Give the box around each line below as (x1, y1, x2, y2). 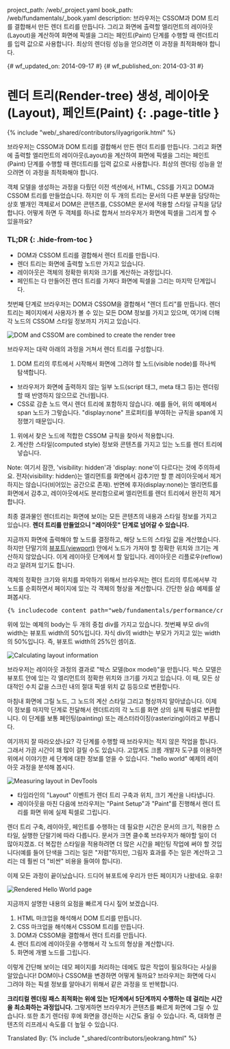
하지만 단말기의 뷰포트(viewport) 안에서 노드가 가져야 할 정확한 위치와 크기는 (7, 544, 212, 552)
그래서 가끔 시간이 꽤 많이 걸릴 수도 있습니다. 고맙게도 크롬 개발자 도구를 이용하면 (7, 746, 222, 754)
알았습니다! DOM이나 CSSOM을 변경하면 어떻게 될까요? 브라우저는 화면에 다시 (7, 971, 217, 980)
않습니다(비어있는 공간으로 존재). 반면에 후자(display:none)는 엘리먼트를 (25, 480, 218, 489)
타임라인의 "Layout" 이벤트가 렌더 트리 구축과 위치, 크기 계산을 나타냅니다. (16, 791, 216, 799)
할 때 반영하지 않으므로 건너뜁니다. (16, 391, 109, 400)
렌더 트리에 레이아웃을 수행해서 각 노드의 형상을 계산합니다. (16, 940, 175, 948)
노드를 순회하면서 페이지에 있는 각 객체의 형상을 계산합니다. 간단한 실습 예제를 (7, 585, 214, 593)
